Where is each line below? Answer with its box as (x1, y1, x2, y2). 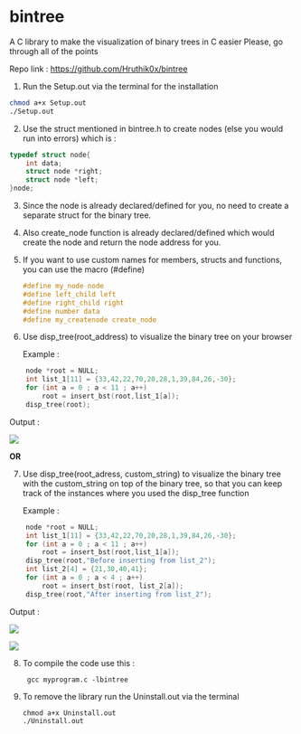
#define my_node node (22, 282, 104, 291)
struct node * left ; (25, 175, 99, 184)
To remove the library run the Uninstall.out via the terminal (22, 691, 240, 701)
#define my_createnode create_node (22, 315, 157, 325)
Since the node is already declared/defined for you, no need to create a (22, 201, 289, 212)
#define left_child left (22, 289, 117, 299)
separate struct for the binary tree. (22, 210, 152, 221)
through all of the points (9, 45, 99, 56)
